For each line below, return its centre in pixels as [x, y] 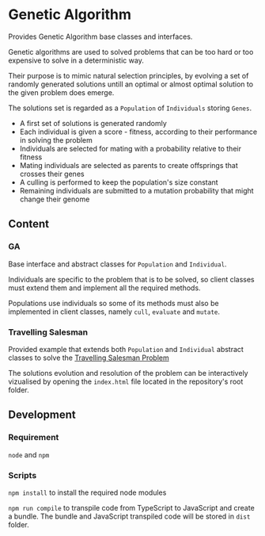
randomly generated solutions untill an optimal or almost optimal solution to [131, 84]
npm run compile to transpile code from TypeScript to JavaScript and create [131, 507]
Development [42, 415]
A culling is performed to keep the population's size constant [119, 182]
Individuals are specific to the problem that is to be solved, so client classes [131, 279]
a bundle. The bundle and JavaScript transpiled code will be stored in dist [129, 516]
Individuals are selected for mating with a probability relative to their [130, 148]
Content [29, 224]
